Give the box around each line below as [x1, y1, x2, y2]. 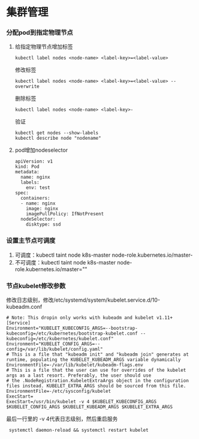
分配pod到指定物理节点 [6, 28, 73, 37]
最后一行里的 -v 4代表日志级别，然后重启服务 [6, 415, 118, 423]
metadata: [14, 169, 40, 175]
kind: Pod [14, 164, 40, 170]
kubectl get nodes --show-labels [14, 130, 99, 136]
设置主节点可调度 [6, 236, 56, 245]
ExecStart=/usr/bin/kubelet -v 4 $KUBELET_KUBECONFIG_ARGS [6, 399, 157, 405]
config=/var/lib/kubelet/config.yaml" [6, 346, 103, 353]
